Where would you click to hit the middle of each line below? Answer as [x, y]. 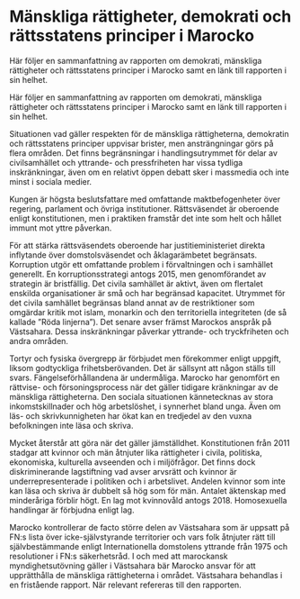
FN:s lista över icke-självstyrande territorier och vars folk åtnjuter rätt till [142, 537]
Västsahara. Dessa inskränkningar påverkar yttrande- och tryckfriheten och [149, 331]
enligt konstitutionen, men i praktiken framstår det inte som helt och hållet [146, 218]
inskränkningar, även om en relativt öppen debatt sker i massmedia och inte [149, 172]
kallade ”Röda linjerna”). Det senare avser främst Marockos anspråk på [141, 322]
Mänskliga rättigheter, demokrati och [150, 17]
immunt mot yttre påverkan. [61, 228]
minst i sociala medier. [51, 181]
